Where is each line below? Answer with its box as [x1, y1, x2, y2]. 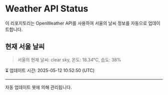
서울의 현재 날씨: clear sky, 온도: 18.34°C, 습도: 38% [17, 56, 121, 62]
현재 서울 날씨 [5, 42, 45, 51]
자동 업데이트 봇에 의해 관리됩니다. [5, 84, 72, 90]
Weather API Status [5, 3, 88, 14]
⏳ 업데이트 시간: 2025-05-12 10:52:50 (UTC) [5, 67, 95, 73]
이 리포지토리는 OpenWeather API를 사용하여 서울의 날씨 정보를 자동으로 [5, 20, 147, 26]
